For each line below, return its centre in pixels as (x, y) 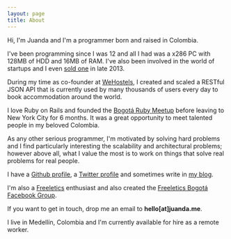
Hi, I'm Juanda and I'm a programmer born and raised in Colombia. (103, 40)
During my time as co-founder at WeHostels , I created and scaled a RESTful (116, 82)
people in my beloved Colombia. (53, 125)
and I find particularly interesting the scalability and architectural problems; (115, 146)
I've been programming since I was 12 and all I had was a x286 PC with (109, 54)
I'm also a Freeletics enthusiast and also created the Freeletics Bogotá (108, 187)
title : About (26, 20)
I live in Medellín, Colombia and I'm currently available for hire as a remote (113, 222)
